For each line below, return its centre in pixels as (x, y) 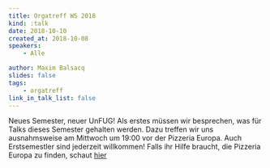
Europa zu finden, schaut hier (58, 155)
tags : (17, 83)
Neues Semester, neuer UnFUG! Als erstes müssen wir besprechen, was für (135, 121)
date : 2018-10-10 (38, 31)
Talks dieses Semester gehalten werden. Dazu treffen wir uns (111, 129)
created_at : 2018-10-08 (49, 38)
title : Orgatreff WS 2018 (52, 16)
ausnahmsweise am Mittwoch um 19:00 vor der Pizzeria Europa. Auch (125, 138)
